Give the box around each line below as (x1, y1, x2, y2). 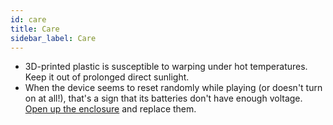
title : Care (10, 24, 60, 34)
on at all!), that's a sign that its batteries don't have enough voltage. (24, 92, 303, 105)
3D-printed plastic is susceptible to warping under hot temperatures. (24, 61, 308, 73)
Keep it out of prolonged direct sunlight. (24, 71, 190, 83)
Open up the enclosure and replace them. (24, 103, 197, 115)
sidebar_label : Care (10, 33, 97, 43)
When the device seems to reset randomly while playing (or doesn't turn (24, 82, 323, 94)
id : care (10, 14, 47, 25)
